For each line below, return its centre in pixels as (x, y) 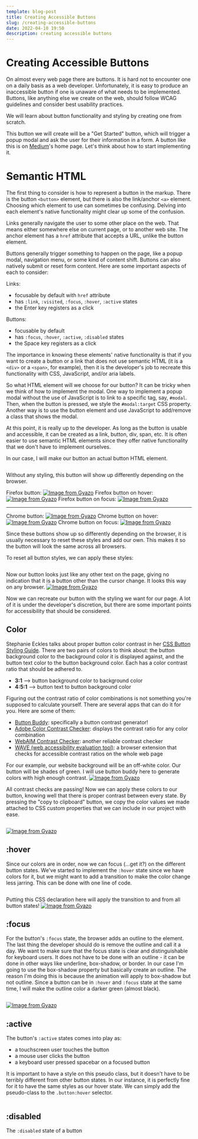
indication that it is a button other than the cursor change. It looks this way (96, 581)
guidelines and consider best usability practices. (65, 105)
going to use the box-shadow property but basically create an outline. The (96, 970)
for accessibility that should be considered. (59, 611)
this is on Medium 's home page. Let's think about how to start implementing (98, 146)
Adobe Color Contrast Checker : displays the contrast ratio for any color (101, 728)
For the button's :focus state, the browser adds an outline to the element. (95, 938)
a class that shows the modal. (42, 417)
